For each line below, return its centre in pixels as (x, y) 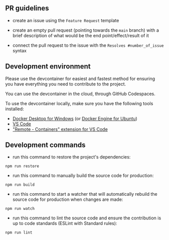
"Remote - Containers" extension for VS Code (60, 129)
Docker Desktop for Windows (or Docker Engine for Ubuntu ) (75, 118)
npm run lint (19, 233)
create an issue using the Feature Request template (66, 20)
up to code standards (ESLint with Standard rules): (65, 223)
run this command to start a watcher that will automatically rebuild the (85, 194)
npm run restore (22, 166)
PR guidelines (27, 8)
